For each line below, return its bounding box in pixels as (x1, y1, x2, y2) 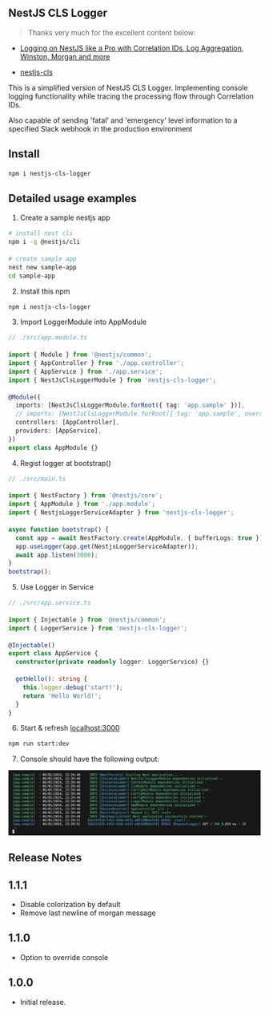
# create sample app (8, 254, 78, 263)
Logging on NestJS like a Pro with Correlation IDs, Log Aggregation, (19, 43, 244, 53)
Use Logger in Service (19, 582, 94, 592)
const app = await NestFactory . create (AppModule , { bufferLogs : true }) (15, 533, 263, 542)
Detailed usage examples (8, 192, 138, 205)
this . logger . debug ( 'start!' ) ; (22, 683, 124, 691)
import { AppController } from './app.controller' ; (8, 359, 184, 367)
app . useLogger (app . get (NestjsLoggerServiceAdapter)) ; (15, 542, 199, 550)
